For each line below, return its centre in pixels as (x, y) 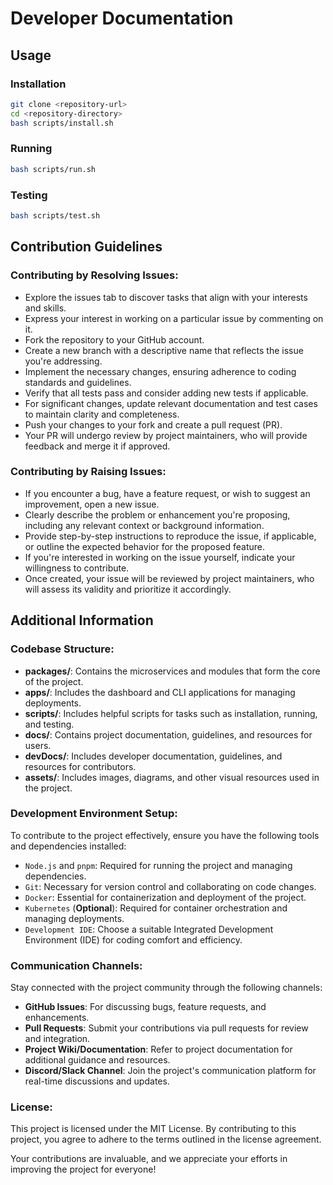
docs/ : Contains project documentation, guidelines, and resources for (168, 734)
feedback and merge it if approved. (97, 446)
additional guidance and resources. (97, 1060)
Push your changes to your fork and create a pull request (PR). (153, 424)
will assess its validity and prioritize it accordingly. (128, 589)
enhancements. (57, 1018)
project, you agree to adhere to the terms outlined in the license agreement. (166, 1139)
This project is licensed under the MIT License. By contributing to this (153, 1129)
